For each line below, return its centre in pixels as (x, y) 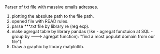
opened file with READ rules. (40, 21)
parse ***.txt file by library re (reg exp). (51, 26)
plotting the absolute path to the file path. (53, 16)
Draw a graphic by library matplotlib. (48, 47)
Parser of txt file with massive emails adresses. (51, 7)
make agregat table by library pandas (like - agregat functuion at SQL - (82, 31)
